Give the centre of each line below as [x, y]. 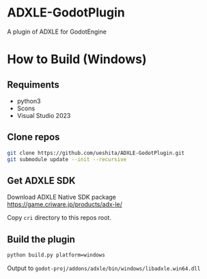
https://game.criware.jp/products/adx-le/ [65, 204]
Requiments [33, 85]
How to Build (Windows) [77, 59]
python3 [29, 101]
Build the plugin [41, 239]
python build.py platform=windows [56, 255]
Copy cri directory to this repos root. [59, 218]
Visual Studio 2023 [44, 115]
